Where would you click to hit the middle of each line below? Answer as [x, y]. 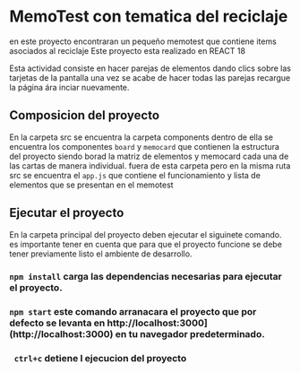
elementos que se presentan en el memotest [91, 185]
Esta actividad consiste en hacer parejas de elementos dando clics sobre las [150, 68]
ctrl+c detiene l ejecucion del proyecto [100, 359]
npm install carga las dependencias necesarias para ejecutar [146, 277]
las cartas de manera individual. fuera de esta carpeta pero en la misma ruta [150, 165]
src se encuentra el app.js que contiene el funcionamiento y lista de [135, 175]
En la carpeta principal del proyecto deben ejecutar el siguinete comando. [146, 234]
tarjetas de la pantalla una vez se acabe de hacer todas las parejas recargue [150, 77]
